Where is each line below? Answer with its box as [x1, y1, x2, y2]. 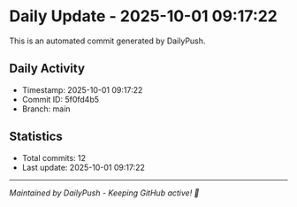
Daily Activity [9, 61, 86, 76]
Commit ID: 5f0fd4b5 [21, 94, 100, 104]
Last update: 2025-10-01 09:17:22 [21, 162, 146, 172]
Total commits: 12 [21, 152, 87, 163]
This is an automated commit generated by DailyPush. [9, 35, 206, 46]
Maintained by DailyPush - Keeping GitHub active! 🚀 [9, 188, 200, 198]
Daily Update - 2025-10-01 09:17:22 [9, 6, 278, 27]
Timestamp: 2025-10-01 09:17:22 [21, 84, 143, 95]
